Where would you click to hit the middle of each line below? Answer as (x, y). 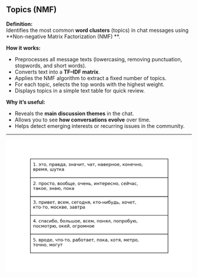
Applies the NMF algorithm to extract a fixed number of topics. (90, 78)
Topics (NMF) (32, 10)
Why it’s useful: (26, 102)
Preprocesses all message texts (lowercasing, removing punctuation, (98, 59)
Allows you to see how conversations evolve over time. (82, 120)
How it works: (24, 48)
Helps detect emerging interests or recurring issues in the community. (100, 126)
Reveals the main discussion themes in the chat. (74, 113)
